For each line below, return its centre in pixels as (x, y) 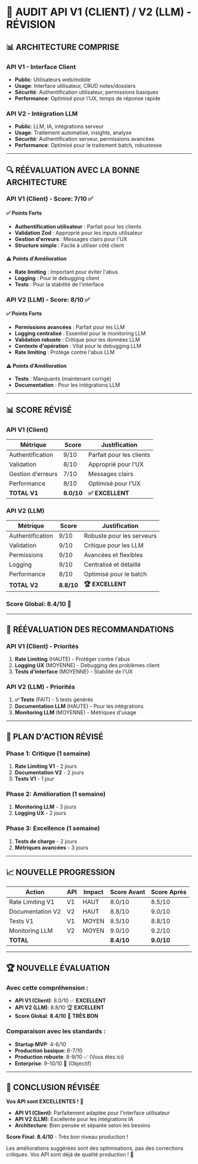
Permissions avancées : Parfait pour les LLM (70, 327)
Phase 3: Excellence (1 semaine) (53, 829)
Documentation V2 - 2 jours (49, 773)
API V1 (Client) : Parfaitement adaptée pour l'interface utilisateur (92, 1113)
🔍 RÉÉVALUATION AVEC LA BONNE (73, 170)
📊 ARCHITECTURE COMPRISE (63, 47)
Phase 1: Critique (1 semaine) (48, 753)
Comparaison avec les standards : (56, 1031)
